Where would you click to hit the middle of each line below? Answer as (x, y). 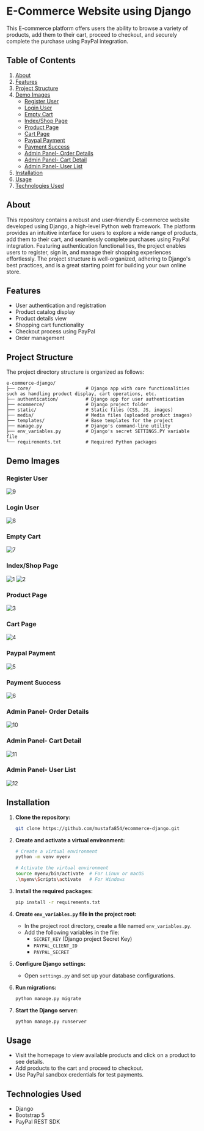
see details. (30, 1062)
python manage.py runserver (51, 1022)
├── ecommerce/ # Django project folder (78, 405)
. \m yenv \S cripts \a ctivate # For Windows (70, 880)
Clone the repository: (43, 817)
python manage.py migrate (48, 998)
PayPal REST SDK (38, 1122)
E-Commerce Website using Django (99, 11)
